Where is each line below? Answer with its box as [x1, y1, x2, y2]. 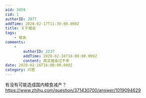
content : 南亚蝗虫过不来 [23, 58, 69, 63]
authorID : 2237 [23, 49, 55, 54]
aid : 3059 [5, 7, 26, 12]
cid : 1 [5, 12, 19, 17]
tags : [5, 30, 16, 35]
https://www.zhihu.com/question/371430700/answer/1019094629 [5, 88, 141, 93]
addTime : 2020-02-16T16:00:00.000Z [23, 53, 97, 59]
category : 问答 [5, 68, 35, 73]
